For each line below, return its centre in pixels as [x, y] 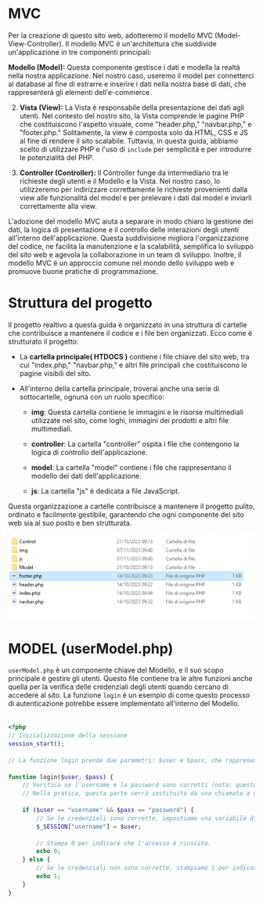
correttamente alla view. [58, 206]
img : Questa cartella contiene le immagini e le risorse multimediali [137, 412]
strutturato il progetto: [43, 341]
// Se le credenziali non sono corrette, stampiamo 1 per [133, 868]
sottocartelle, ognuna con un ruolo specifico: [92, 396]
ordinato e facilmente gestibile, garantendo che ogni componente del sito [126, 514]
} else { [36, 860]
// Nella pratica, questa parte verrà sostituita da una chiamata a [136, 793]
